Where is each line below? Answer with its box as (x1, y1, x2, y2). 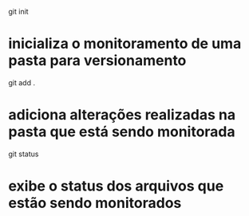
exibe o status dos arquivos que (8, 177, 224, 195)
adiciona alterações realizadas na (8, 106, 236, 124)
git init (8, 7, 30, 16)
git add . (8, 77, 36, 87)
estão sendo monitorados (8, 194, 182, 212)
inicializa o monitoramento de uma (8, 35, 242, 53)
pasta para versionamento (8, 52, 187, 70)
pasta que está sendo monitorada (8, 123, 235, 141)
